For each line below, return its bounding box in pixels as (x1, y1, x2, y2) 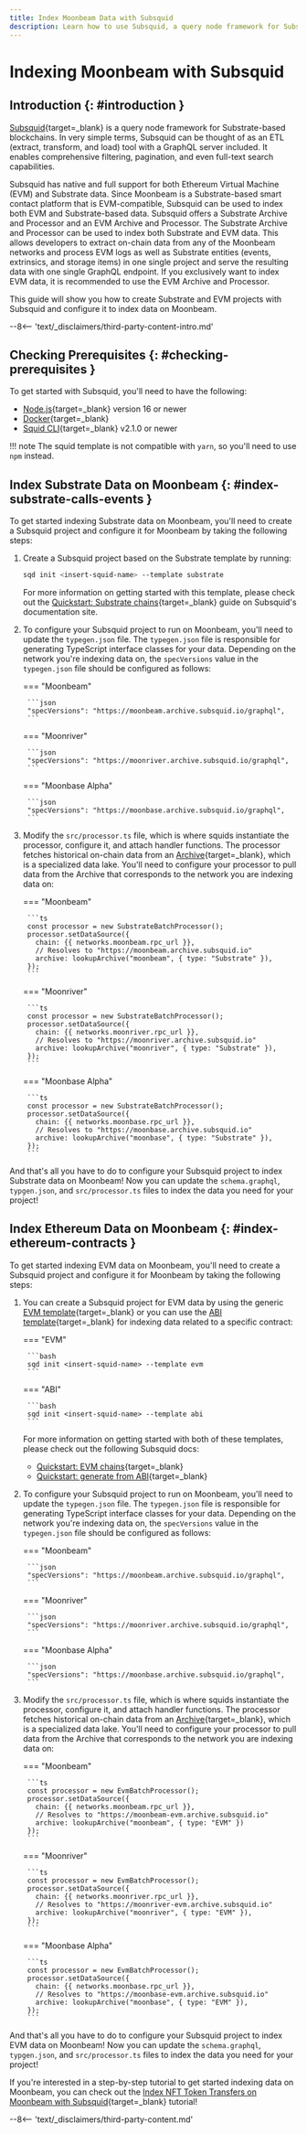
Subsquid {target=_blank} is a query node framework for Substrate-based (9, 122, 286, 133)
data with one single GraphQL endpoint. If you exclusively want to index (9, 266, 280, 277)
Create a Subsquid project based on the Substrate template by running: (22, 552, 291, 563)
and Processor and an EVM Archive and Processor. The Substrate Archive (9, 217, 288, 229)
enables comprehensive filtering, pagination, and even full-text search (9, 151, 274, 162)
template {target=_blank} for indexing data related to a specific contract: (22, 1316, 294, 1327)
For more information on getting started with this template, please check (22, 587, 295, 597)
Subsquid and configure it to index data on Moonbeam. (9, 303, 217, 314)
